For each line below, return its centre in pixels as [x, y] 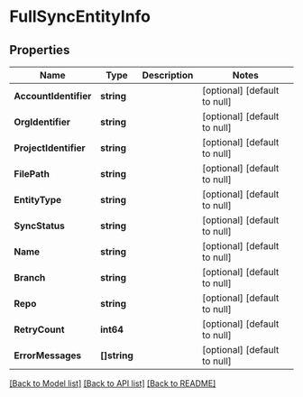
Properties [40, 50]
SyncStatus [39, 226]
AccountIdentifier [53, 96]
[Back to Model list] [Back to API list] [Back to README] [113, 383]
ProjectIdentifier [50, 148]
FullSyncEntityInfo [80, 17]
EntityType [38, 200]
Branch [30, 277]
